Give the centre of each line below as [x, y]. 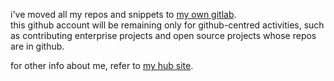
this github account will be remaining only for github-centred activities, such [167, 25]
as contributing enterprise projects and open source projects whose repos [163, 35]
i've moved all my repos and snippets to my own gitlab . [123, 14]
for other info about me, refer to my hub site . [102, 65]
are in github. [37, 46]
